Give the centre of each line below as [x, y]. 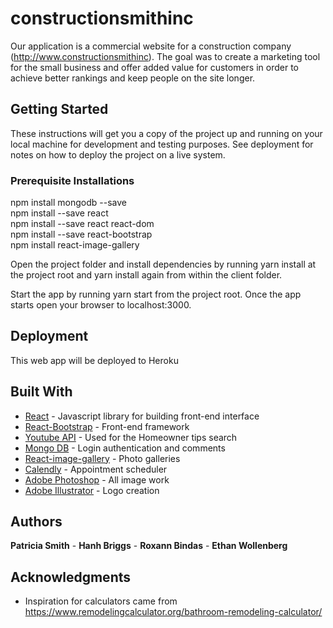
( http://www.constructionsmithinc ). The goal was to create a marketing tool [165, 56]
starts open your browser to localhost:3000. [101, 305]
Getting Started [59, 109]
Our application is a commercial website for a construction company [151, 46]
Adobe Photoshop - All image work [97, 479]
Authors [36, 522]
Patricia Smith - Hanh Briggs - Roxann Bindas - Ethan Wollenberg [149, 546]
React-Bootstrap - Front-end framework [107, 426]
